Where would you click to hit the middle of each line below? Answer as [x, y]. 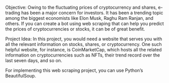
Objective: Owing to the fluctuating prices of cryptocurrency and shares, [81, 7]
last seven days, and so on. [34, 60]
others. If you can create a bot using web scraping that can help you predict [84, 23]
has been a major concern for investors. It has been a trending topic [92, 13]
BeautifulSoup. [21, 76]
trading [13, 13]
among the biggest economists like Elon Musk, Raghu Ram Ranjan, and [79, 18]
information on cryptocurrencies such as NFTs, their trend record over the [83, 55]
